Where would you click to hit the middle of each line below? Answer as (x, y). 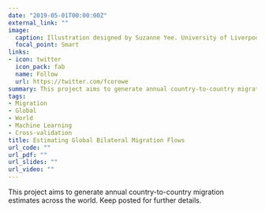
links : (19, 52)
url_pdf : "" (28, 155)
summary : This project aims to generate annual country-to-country (121, 89)
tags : (17, 96)
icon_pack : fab (40, 67)
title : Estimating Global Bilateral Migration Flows (97, 140)
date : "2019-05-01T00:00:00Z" (58, 15)
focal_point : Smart (47, 45)
